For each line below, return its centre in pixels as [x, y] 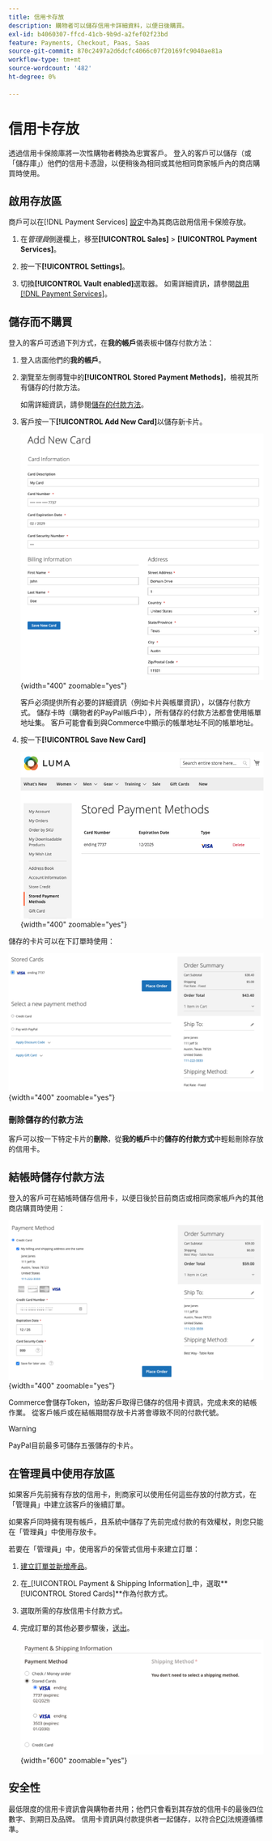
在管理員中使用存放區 [62, 1473]
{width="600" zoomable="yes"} [74, 1760]
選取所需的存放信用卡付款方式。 [73, 1611]
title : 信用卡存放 [36, 17]
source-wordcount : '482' [50, 69]
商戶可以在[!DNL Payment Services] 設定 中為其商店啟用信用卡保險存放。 [130, 222]
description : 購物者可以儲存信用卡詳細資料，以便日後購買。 [98, 25]
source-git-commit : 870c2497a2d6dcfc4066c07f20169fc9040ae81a [115, 51]
